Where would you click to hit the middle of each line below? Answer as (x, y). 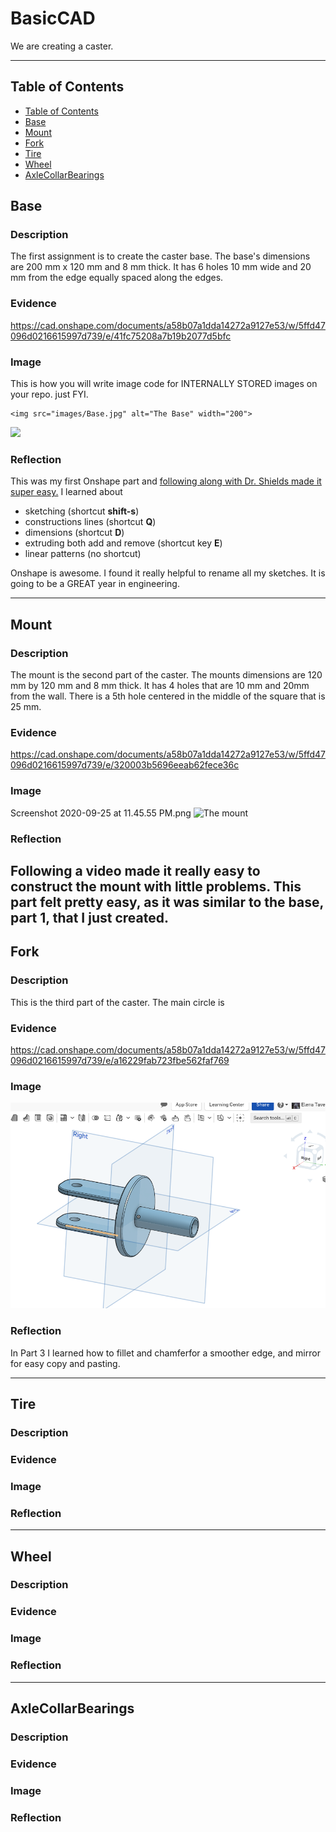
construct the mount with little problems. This (156, 886)
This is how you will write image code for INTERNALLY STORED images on (164, 384)
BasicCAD (53, 18)
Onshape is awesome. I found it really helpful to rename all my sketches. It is (168, 573)
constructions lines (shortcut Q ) (90, 522)
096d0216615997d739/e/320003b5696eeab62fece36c (125, 765)
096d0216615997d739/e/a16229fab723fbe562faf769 (120, 1060)
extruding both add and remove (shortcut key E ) (123, 543)
